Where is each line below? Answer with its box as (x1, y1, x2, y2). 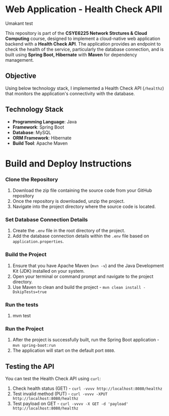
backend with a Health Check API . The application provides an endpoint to (5, 40, 161, 47)
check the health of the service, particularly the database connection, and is (5, 46, 164, 52)
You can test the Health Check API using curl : (5, 376, 101, 382)
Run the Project (5, 325, 44, 332)
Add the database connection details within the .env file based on (12, 233, 149, 239)
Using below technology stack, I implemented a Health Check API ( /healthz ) (5, 85, 164, 91)
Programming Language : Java (12, 118, 77, 124)
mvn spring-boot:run (12, 343, 56, 348)
